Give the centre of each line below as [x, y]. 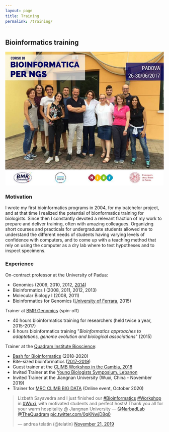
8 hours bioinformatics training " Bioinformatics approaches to [77, 331]
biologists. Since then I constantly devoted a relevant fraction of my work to [83, 219]
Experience [19, 264]
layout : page [19, 11]
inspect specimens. [25, 251]
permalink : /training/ [29, 21]
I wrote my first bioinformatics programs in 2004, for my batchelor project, [82, 208]
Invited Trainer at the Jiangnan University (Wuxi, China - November [82, 377]
